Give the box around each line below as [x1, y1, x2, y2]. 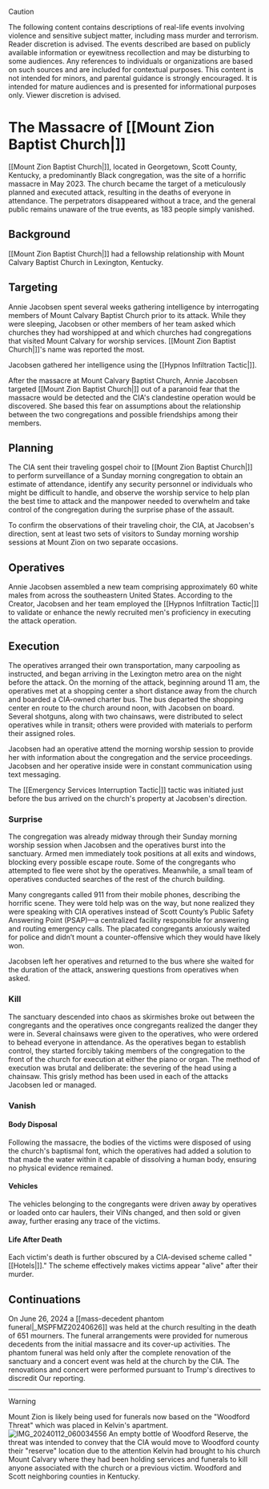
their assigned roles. [8, 729, 76, 738]
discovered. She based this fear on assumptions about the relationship [8, 400, 242, 411]
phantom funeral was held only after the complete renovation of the [8, 1347, 231, 1357]
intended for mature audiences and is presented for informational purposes [8, 82, 257, 91]
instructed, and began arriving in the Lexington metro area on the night [8, 669, 242, 678]
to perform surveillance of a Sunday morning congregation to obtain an [8, 471, 243, 481]
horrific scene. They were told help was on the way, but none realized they [8, 899, 255, 908]
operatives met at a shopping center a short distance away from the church [8, 686, 258, 695]
